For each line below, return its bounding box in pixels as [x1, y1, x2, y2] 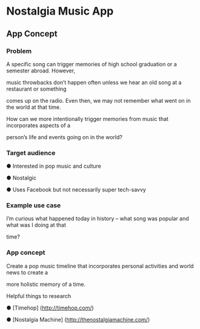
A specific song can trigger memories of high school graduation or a [6, 60, 177, 68]
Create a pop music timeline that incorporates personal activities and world [6, 262, 194, 269]
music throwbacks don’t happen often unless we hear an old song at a [6, 78, 182, 86]
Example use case [6, 201, 61, 210]
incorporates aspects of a [6, 122, 71, 129]
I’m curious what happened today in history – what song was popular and [6, 215, 189, 223]
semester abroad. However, [6, 67, 76, 74]
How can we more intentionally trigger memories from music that [6, 115, 168, 122]
